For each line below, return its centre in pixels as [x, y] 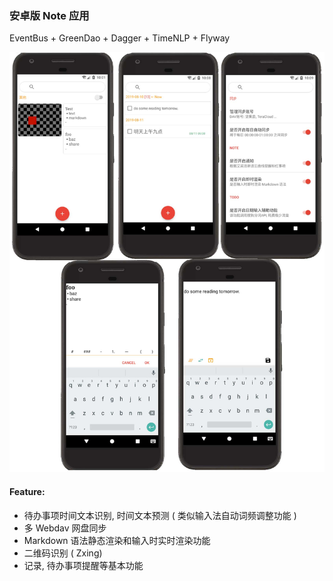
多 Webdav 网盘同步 [65, 528]
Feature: [27, 491]
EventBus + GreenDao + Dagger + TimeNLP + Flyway [120, 38]
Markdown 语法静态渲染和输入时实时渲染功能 [117, 540]
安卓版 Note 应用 [49, 15]
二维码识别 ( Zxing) [63, 553]
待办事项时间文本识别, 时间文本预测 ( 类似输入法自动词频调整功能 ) [160, 515]
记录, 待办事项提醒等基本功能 [83, 565]
